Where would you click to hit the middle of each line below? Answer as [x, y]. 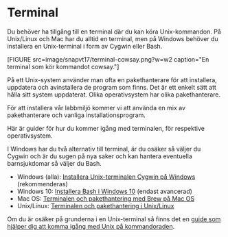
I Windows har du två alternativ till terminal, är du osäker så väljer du [104, 149]
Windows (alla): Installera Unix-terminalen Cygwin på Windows [106, 177]
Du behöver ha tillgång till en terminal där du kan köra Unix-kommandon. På [114, 32]
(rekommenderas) [43, 184]
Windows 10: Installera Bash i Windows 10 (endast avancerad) [104, 191]
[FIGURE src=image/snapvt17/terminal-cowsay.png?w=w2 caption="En [108, 59]
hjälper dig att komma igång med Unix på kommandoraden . [91, 226]
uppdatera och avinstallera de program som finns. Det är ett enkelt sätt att [112, 87]
